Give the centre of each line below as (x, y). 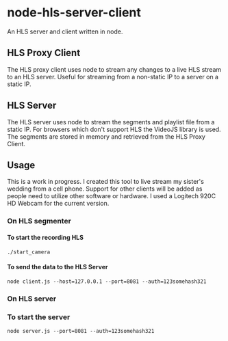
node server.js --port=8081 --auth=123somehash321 (81, 331)
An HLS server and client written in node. (65, 31)
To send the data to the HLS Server (58, 267)
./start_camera (29, 252)
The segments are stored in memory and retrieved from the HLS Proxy (106, 136)
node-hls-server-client (74, 13)
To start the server (39, 317)
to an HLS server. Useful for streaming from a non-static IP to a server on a (113, 77)
